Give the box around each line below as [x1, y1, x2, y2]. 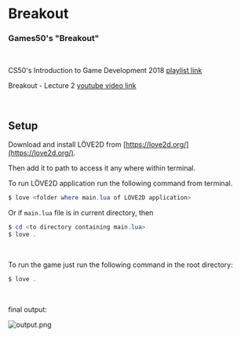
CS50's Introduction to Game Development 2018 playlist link [8, 66, 203, 75]
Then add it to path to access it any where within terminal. [8, 163, 196, 173]
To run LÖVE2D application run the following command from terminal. [8, 178, 233, 189]
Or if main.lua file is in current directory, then [8, 208, 154, 218]
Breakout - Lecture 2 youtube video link [8, 81, 137, 90]
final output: [8, 304, 47, 314]
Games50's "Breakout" [8, 33, 100, 44]
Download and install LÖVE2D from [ [8, 140, 126, 149]
